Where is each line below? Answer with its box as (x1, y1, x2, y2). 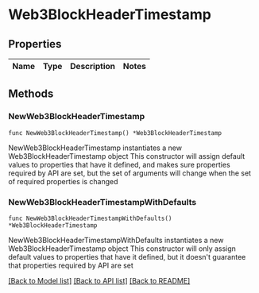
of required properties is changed (8, 176, 118, 186)
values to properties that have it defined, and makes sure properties (8, 160, 230, 169)
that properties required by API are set (8, 260, 133, 270)
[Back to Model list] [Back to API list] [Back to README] (8, 276, 191, 285)
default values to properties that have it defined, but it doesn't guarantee (8, 252, 246, 261)
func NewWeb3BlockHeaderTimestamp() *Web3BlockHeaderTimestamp (8, 129, 222, 137)
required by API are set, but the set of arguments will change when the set (8, 168, 252, 178)
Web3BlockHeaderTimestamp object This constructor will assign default (8, 151, 245, 160)
